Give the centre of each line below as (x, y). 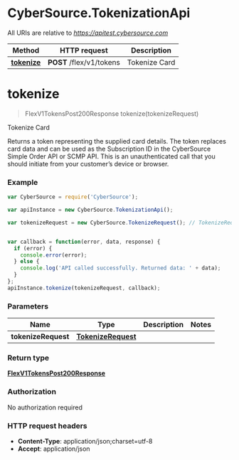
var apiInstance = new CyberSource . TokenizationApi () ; (90, 210)
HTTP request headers (47, 426)
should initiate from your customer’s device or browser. (88, 164)
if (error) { (33, 248)
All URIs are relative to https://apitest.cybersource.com (88, 33)
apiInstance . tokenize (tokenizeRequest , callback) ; (84, 288)
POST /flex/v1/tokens (84, 62)
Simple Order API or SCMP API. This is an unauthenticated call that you (111, 156)
